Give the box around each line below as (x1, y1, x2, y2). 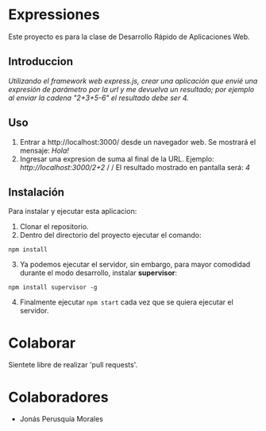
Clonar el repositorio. (19, 222, 89, 231)
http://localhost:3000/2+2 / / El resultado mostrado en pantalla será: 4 (19, 162, 250, 172)
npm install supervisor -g (8, 284, 98, 292)
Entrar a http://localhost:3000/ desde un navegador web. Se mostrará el (19, 137, 256, 146)
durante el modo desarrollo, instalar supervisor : (19, 268, 177, 278)
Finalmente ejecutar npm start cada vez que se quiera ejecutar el (19, 297, 234, 307)
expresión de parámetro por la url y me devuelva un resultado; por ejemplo (8, 84, 255, 94)
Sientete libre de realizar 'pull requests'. (8, 360, 138, 370)
